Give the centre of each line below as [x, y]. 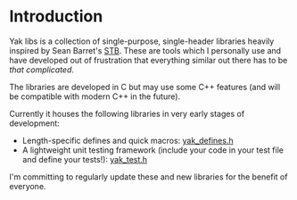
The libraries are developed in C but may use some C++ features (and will [145, 87]
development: [34, 123]
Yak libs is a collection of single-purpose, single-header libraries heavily [142, 41]
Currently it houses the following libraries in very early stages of [127, 113]
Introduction [56, 17]
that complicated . [41, 70]
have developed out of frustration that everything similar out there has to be [148, 60]
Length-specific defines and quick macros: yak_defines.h [128, 140]
